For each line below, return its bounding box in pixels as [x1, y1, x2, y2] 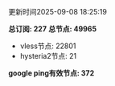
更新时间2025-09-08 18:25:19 [8, 7, 107, 16]
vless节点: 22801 [19, 41, 76, 51]
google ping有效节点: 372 [8, 68, 95, 78]
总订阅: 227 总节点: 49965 [8, 24, 97, 34]
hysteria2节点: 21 [19, 51, 77, 60]
